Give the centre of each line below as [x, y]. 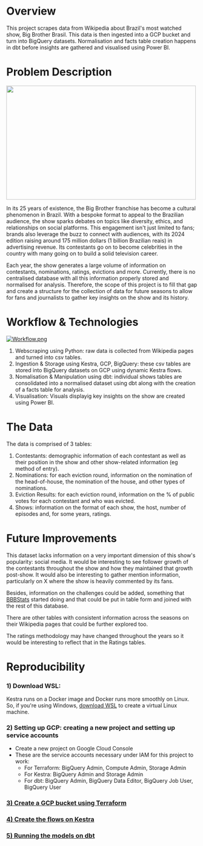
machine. [18, 712]
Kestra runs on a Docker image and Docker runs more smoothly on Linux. [98, 699]
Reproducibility [46, 667]
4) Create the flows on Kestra [50, 819]
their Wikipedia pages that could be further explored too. [77, 624]
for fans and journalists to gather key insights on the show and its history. [98, 297]
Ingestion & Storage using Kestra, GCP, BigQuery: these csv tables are [103, 364]
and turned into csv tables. [48, 357]
